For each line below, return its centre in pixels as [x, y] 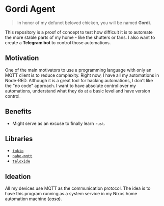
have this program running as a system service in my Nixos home [71, 194]
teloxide [21, 162]
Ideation [18, 176]
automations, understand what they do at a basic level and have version [78, 91]
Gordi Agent [30, 9]
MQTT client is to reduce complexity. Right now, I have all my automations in [82, 75]
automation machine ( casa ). [34, 199]
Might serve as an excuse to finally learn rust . [59, 123]
